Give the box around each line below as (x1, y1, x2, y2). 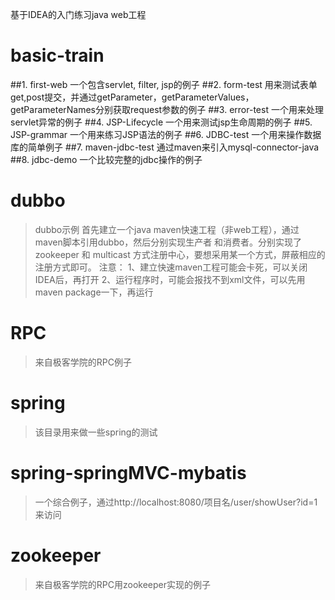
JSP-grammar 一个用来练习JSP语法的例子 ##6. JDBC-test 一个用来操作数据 (10, 128, 322, 140)
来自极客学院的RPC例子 (34, 356, 132, 368)
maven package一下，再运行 (34, 286, 154, 298)
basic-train (10, 44, 105, 67)
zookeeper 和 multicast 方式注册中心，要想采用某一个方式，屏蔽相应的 (34, 248, 326, 260)
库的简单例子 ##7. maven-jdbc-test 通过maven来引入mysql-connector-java (10, 141, 320, 153)
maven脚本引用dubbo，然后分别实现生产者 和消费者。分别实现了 (34, 236, 303, 248)
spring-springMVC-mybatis (10, 461, 247, 484)
